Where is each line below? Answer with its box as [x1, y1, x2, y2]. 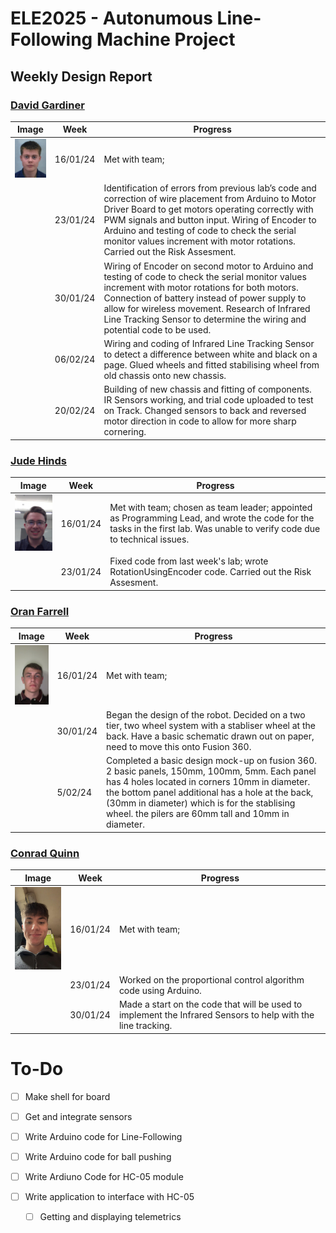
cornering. [103, 426, 147, 438]
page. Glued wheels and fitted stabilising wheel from [103, 358, 320, 371]
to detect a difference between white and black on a [103, 348, 318, 360]
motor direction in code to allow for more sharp [103, 415, 297, 427]
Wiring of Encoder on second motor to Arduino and [103, 260, 314, 272]
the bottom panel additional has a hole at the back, [106, 787, 314, 799]
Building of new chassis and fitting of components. [103, 383, 312, 396]
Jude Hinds [10, 453, 67, 467]
